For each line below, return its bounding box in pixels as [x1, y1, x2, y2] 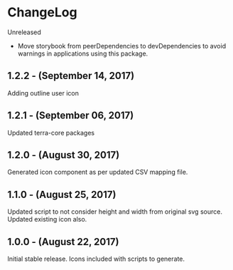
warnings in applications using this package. [17, 49, 148, 58]
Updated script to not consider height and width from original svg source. [7, 207, 222, 216]
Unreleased [7, 28, 41, 36]
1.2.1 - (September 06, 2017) [7, 110, 134, 122]
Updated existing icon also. [7, 215, 87, 224]
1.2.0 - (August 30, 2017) [7, 149, 120, 161]
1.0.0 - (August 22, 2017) [7, 236, 119, 248]
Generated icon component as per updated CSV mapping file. [7, 168, 188, 177]
